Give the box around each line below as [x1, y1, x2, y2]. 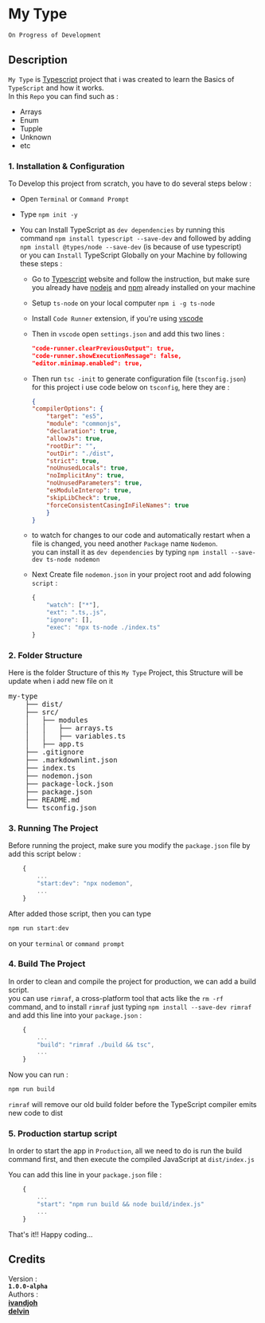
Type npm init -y [19, 209, 78, 219]
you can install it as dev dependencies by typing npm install [31, 548, 228, 557]
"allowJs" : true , [46, 434, 103, 442]
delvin [8, 1306, 30, 1316]
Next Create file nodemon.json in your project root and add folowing [31, 570, 251, 579]
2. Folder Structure [8, 650, 83, 661]
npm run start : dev [8, 924, 69, 932]
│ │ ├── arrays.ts [25, 723, 114, 732]
